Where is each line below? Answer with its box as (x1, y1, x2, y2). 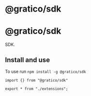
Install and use (5, 56, 50, 64)
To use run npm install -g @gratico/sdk (5, 68, 86, 74)
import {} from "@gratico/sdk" (5, 78, 68, 83)
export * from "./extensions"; (5, 86, 68, 91)
